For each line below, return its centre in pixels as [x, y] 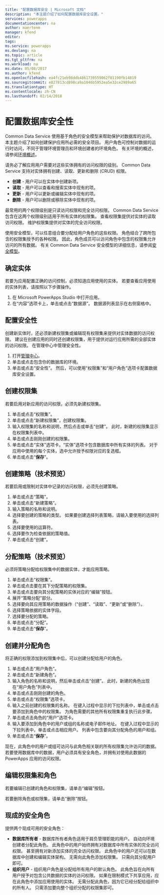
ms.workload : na [21, 64]
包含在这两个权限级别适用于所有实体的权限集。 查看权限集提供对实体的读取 [81, 216]
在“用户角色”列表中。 [33, 687]
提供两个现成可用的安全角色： [35, 828]
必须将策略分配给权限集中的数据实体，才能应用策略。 [59, 569]
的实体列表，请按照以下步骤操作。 [39, 287]
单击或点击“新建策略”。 [36, 503]
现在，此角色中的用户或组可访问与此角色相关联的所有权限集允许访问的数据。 [82, 746]
